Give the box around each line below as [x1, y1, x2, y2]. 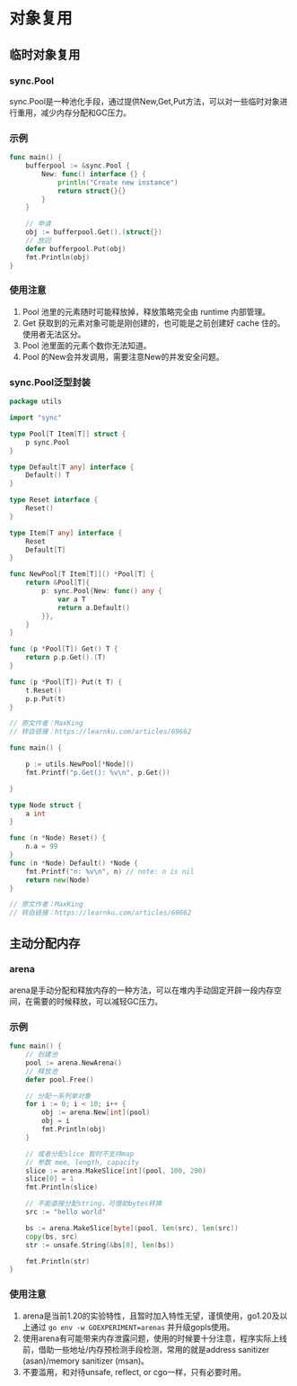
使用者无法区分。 [22, 328, 86, 339]
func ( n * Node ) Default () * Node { [9, 859, 139, 868]
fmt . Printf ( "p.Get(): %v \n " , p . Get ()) [25, 768, 170, 777]
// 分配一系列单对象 [25, 1091, 92, 1101]
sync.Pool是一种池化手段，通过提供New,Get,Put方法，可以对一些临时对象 [9, 95, 280, 106]
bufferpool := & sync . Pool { [25, 161, 130, 171]
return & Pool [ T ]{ [25, 578, 91, 588]
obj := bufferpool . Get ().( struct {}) [25, 228, 163, 237]
